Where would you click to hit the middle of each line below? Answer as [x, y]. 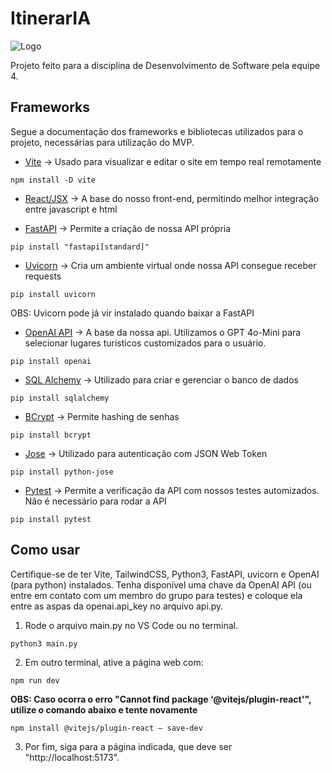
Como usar [45, 550]
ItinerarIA [51, 18]
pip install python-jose [62, 472]
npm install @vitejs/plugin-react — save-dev [106, 728]
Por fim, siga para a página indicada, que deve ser [128, 746]
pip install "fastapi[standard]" [80, 247]
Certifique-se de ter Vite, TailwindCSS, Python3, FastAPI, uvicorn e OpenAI [165, 574]
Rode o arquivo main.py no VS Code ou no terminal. [131, 625]
